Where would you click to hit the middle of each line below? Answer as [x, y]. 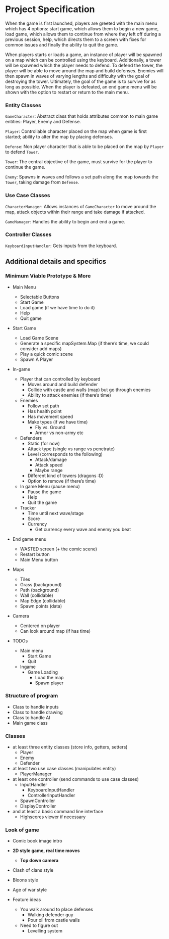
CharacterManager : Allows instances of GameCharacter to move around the [81, 206]
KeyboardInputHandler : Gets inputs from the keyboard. [61, 246]
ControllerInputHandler [51, 795]
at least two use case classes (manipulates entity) [64, 769]
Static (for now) [44, 443]
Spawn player [49, 683]
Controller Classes [28, 234]
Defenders [31, 438]
